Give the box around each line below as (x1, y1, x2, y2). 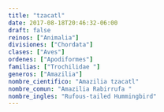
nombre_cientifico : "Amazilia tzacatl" (8, 77, 140, 85)
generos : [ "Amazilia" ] (8, 70, 83, 78)
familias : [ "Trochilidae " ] (8, 63, 101, 71)
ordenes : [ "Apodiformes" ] (8, 56, 93, 64)
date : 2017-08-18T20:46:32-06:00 (8, 19, 118, 27)
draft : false (8, 26, 51, 34)
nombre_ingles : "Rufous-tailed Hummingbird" (8, 92, 157, 100)
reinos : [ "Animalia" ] (8, 33, 80, 42)
